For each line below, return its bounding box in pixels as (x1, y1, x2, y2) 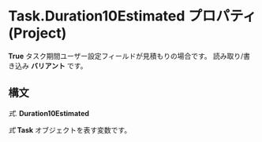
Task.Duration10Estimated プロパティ (8, 7, 256, 25)
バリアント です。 (30, 60, 88, 71)
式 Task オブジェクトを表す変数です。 (8, 125, 132, 134)
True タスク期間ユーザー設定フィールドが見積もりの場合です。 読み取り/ (8, 51, 244, 60)
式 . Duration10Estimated (8, 108, 89, 118)
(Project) (8, 24, 67, 42)
